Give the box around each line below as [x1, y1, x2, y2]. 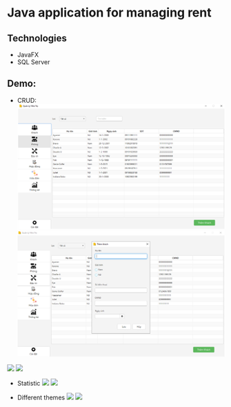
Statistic [17, 379, 41, 388]
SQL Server [17, 58, 50, 66]
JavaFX [17, 50, 39, 59]
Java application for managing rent [7, 5, 212, 21]
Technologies [7, 32, 68, 44]
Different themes [17, 393, 66, 401]
